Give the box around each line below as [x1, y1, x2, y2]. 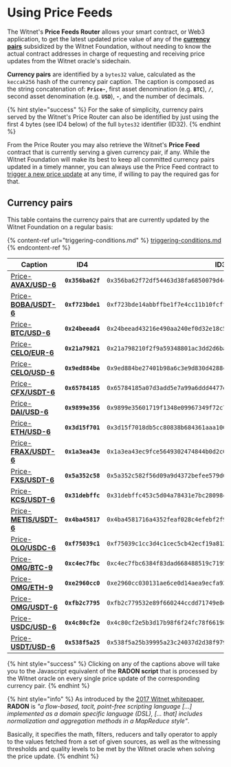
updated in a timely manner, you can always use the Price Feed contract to [7, 162, 219, 171]
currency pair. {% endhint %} [7, 681, 90, 689]
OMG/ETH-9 [10, 583, 54, 592]
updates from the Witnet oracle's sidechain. [7, 56, 131, 65]
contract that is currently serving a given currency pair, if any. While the [7, 148, 210, 156]
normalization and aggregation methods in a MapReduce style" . [7, 717, 190, 725]
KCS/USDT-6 [10, 495, 56, 504]
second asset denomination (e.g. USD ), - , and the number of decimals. [7, 91, 205, 100]
